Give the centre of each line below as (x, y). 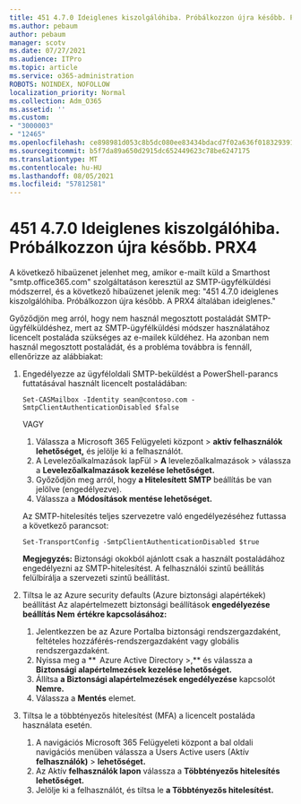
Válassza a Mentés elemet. (86, 698)
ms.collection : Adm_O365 (56, 101)
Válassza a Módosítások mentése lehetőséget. (124, 499)
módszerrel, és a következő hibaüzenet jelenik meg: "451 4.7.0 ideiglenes (144, 291)
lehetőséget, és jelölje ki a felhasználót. (109, 451)
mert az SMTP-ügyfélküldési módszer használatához (172, 328)
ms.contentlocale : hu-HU (56, 168)
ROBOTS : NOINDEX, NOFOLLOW (60, 84)
